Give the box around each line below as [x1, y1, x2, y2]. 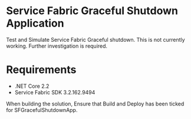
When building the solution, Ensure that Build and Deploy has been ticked [6, 100, 185, 107]
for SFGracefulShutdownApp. [6, 106, 78, 113]
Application [6, 16, 64, 30]
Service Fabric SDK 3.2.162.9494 [14, 88, 95, 95]
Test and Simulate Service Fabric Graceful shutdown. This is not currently [6, 36, 185, 43]
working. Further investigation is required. [6, 42, 108, 49]
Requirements [6, 63, 77, 77]
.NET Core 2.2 [14, 82, 50, 90]
